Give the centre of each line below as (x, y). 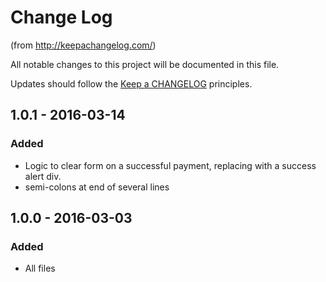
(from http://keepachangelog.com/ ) (83, 45)
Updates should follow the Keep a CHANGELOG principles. (131, 83)
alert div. (43, 176)
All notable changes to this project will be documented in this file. (145, 64)
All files (40, 268)
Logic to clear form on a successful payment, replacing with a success (170, 165)
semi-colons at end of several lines (97, 187)
